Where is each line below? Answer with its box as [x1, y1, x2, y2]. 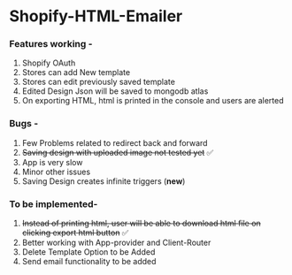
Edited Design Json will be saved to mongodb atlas [21, 86, 209, 96]
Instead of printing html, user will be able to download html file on [21, 218, 261, 229]
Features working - [9, 38, 93, 50]
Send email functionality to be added [21, 256, 157, 267]
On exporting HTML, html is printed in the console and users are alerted [21, 95, 284, 106]
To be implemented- [9, 197, 98, 210]
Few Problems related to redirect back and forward [21, 137, 208, 148]
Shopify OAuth [21, 57, 76, 68]
